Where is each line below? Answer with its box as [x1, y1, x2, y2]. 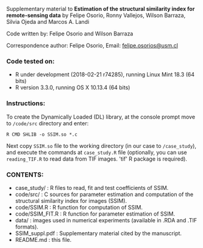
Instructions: [6, 99, 46, 108]
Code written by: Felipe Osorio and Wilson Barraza [6, 30, 134, 37]
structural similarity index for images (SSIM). [15, 197, 127, 204]
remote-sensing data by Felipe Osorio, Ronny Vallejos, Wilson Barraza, [6, 12, 186, 19]
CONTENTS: [6, 170, 44, 179]
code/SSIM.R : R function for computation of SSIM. [15, 203, 143, 211]
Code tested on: [6, 57, 55, 65]
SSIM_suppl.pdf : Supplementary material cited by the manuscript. [15, 229, 182, 237]
